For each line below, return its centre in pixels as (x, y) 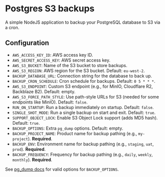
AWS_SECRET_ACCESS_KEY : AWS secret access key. (61, 60)
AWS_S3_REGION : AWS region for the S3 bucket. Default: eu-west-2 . (79, 71)
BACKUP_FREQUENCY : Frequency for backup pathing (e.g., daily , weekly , (82, 154)
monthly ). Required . (32, 159)
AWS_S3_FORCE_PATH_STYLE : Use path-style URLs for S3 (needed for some (86, 97)
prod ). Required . (29, 149)
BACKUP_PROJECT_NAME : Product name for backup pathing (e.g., (75, 133)
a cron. (12, 27)
